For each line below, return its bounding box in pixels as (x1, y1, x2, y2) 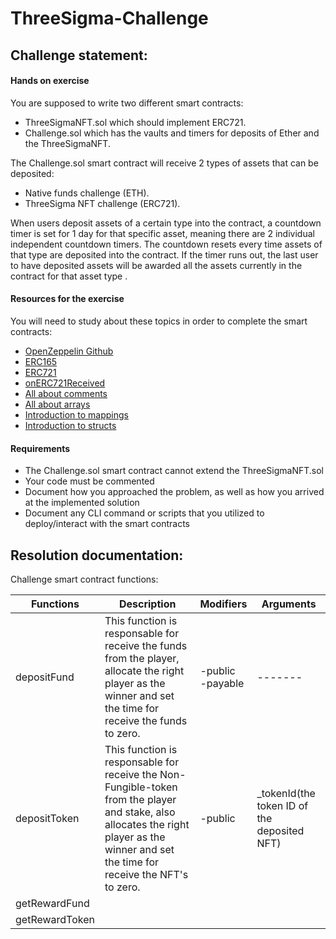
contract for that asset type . (10, 270, 128, 282)
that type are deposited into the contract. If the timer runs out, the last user (10, 248, 319, 261)
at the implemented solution (24, 497, 140, 509)
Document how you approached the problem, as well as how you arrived (24, 486, 325, 498)
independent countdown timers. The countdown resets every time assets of (10, 238, 323, 250)
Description (118, 597, 177, 611)
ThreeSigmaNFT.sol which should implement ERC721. (24, 116, 247, 128)
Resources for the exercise (10, 293, 125, 305)
